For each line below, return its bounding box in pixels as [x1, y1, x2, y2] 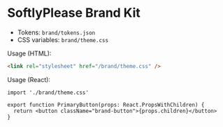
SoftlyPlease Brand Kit [7, 5, 141, 21]
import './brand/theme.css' [7, 89, 89, 96]
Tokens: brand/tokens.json [17, 28, 96, 36]
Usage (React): [7, 75, 51, 83]
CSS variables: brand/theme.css [17, 35, 109, 44]
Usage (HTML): [7, 49, 52, 58]
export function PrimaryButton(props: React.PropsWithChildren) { [7, 101, 205, 108]
